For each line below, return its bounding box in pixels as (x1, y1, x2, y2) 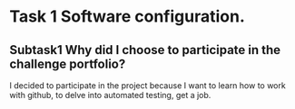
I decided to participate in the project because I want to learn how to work (9, 80, 286, 91)
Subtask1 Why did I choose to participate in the (9, 42, 281, 58)
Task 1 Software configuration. (9, 6, 245, 27)
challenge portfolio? (9, 56, 126, 71)
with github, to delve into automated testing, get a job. (9, 90, 211, 100)
